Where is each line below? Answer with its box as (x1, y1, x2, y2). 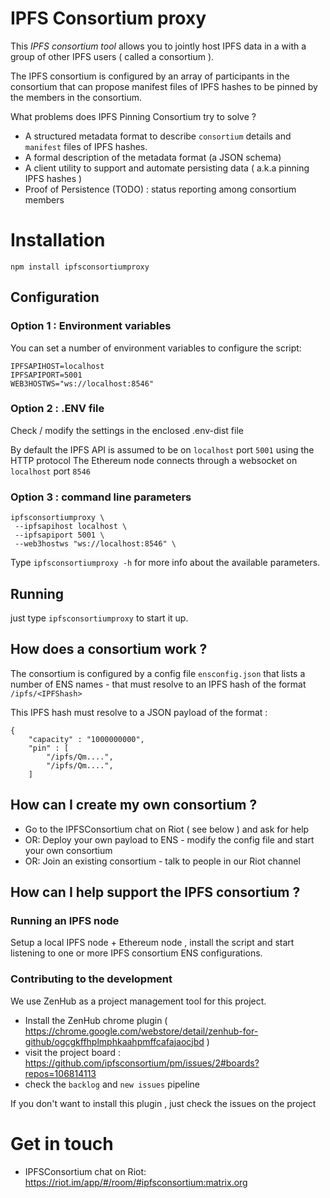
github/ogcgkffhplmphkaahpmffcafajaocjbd (24, 1035, 205, 1047)
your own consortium (24, 844, 113, 856)
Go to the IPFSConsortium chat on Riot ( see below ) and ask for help (24, 823, 310, 835)
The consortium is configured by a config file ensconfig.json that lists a (10, 667, 306, 679)
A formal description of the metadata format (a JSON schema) (24, 151, 282, 163)
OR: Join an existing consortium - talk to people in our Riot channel (24, 855, 301, 867)
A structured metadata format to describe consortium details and (24, 130, 292, 142)
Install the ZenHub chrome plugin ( (24, 1014, 168, 1026)
